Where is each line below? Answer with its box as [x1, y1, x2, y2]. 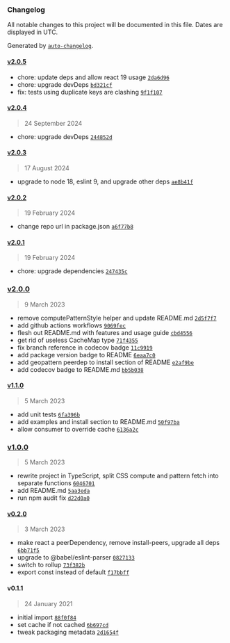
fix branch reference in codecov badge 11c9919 [17, 343, 153, 352]
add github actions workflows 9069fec [17, 321, 126, 329]
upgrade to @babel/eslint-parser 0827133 [17, 553, 135, 562]
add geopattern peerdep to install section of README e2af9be [17, 358, 195, 366]
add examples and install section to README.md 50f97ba [17, 417, 180, 425]
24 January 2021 [24, 599, 73, 608]
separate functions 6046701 [17, 479, 95, 487]
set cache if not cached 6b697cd [17, 620, 109, 628]
